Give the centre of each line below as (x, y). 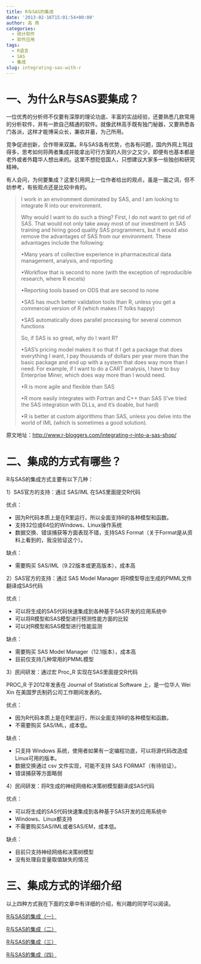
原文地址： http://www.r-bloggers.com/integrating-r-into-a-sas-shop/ (92, 435)
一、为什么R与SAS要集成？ (73, 99)
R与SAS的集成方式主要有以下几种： (50, 479)
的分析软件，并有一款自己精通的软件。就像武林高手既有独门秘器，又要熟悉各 (100, 124)
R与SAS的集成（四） (31, 955)
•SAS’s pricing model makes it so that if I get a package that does (102, 350)
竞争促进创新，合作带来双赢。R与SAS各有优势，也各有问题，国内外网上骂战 (100, 145)
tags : (13, 46)
